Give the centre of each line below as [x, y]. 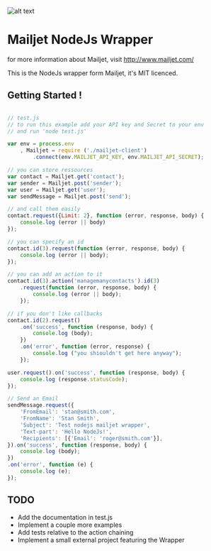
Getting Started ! [45, 96]
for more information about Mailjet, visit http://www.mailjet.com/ [101, 59]
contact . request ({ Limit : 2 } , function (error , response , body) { [106, 216]
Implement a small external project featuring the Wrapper [101, 540]
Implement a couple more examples [70, 525]
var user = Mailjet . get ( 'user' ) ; [57, 190]
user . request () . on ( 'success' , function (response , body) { [96, 373]
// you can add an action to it [55, 274]
